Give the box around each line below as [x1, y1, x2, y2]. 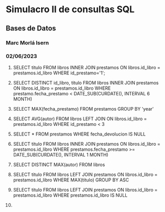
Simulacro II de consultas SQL [6, 4, 135, 15]
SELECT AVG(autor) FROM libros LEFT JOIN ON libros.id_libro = [13, 116, 147, 122]
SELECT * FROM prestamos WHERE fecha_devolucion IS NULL [13, 131, 146, 137]
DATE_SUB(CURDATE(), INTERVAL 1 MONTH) [13, 151, 108, 157]
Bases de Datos [6, 24, 57, 33]
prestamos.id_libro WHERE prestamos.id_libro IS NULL [13, 192, 128, 198]
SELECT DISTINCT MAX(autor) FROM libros [13, 162, 105, 168]
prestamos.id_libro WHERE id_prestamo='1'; [13, 70, 105, 76]
